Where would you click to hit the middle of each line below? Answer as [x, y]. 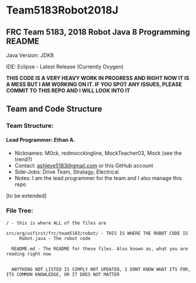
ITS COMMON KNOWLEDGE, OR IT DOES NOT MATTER [63, 274]
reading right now [29, 254]
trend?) [23, 159]
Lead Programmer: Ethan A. [41, 139]
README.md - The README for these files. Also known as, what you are [100, 249]
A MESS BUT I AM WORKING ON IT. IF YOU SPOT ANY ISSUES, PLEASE [94, 84]
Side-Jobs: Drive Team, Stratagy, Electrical [67, 172]
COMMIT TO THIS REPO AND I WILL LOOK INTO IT [68, 91]
